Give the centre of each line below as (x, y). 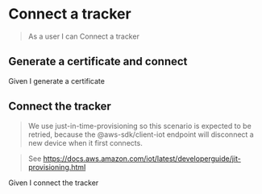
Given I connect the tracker (54, 183)
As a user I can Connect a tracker (83, 36)
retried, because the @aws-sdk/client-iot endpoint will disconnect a (141, 134)
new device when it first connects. (85, 142)
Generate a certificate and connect (98, 62)
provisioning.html (57, 167)
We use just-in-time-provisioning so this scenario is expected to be (139, 126)
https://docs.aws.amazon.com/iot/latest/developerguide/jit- (142, 159)
